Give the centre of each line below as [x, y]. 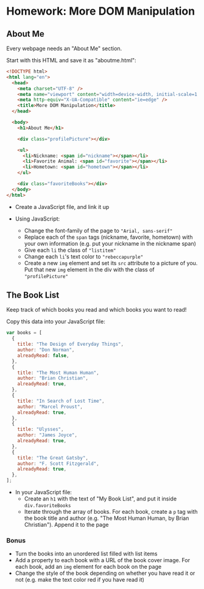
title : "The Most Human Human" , [58, 373]
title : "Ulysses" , [40, 430]
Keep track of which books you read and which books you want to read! [97, 310]
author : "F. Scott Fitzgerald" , [58, 463]
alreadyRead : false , [43, 356]
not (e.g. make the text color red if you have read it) [80, 580]
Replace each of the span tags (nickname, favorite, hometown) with [108, 237]
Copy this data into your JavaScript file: [56, 321]
